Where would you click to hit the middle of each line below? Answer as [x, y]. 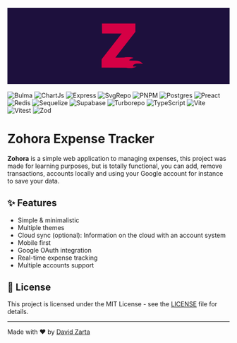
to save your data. [34, 181]
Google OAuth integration [54, 250]
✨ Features [32, 203]
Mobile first [34, 242]
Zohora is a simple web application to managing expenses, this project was [117, 158]
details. [18, 312]
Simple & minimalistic [48, 220]
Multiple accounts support [56, 265]
